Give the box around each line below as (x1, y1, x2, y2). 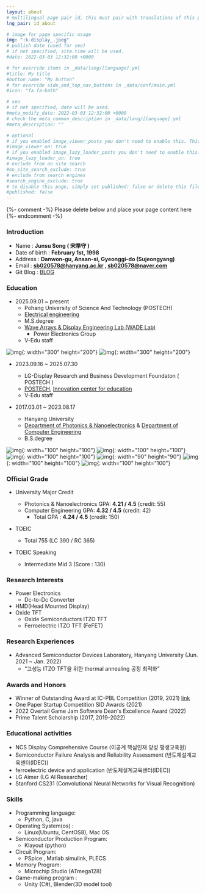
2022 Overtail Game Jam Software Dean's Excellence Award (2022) (15, 707, 186, 715)
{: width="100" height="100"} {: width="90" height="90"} (21, 453, 182, 460)
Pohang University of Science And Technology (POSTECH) (24, 304, 173, 311)
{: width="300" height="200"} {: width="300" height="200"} (21, 348, 190, 356)
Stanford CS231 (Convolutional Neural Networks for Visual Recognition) (15, 780, 195, 787)
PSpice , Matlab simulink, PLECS (24, 854, 106, 862)
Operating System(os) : (15, 822, 74, 829)
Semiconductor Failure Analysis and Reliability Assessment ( (15, 751, 167, 759)
